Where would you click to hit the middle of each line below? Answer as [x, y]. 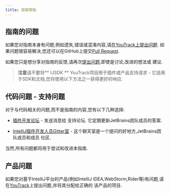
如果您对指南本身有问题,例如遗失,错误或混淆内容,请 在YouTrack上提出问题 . [82, 45]
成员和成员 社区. [34, 138]
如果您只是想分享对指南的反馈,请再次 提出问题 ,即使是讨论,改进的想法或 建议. [84, 62]
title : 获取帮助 [21, 10]
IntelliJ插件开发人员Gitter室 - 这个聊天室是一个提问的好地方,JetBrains [85, 131]
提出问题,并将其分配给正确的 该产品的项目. [78, 185]
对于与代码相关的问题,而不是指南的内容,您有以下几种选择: [65, 110]
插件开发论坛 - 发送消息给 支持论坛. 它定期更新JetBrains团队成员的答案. [87, 121]
